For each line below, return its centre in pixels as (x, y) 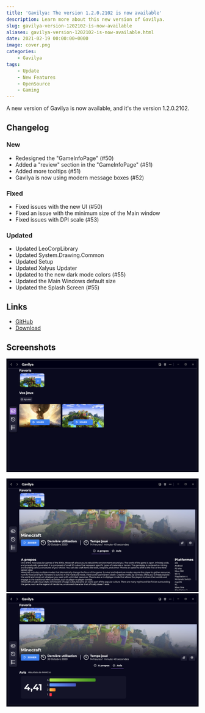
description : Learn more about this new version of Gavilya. (86, 19)
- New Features (37, 77)
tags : (13, 64)
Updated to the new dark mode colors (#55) (70, 275)
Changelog (28, 127)
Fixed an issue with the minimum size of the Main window (88, 213)
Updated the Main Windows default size (65, 281)
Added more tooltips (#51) (48, 171)
